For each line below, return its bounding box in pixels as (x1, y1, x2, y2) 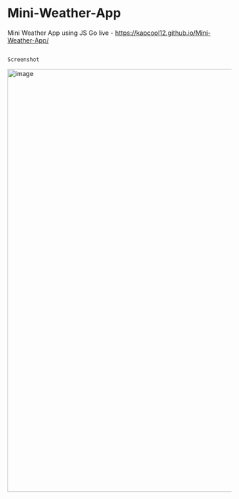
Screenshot (7, 55, 40, 63)
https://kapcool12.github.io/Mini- (115, 28, 211, 37)
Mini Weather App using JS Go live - (7, 28, 114, 37)
